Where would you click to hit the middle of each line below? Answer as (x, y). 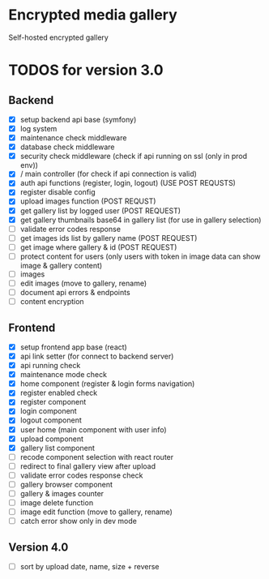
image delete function (57, 503)
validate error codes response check (81, 475)
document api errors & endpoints (75, 292)
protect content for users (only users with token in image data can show (140, 256)
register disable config (58, 192)
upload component (51, 439)
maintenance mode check (64, 375)
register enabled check (59, 393)
